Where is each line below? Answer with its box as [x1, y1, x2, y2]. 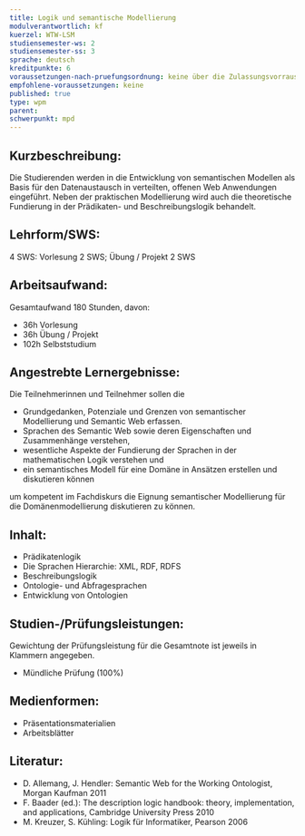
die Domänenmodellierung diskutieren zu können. [9, 501, 196, 512]
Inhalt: [9, 527, 47, 542]
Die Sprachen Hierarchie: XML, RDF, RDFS [22, 561, 182, 572]
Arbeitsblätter [22, 727, 74, 738]
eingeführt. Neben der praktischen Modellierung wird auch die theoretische [9, 191, 292, 202]
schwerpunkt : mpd [9, 114, 75, 123]
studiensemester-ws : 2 [9, 38, 95, 48]
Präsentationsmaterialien [22, 717, 116, 728]
